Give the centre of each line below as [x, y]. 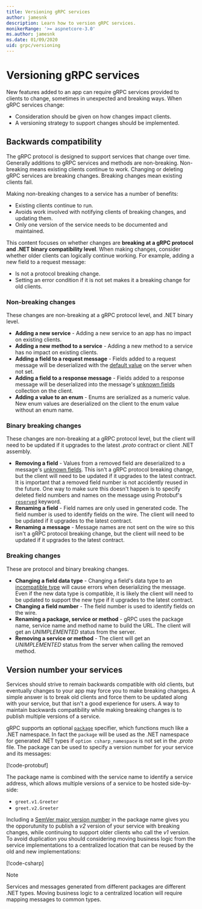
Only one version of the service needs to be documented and [91, 224]
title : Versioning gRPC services [48, 12]
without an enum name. [44, 410]
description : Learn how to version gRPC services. [71, 23]
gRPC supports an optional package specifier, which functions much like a [97, 728]
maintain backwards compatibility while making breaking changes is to [94, 710]
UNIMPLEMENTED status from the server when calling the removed [99, 644]
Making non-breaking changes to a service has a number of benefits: [92, 193]
